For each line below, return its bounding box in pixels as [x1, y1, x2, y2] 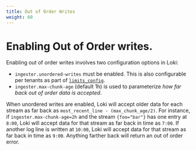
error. [6, 138, 20, 145]
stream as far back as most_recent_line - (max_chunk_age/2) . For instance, [6, 107, 191, 114]
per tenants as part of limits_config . [14, 77, 105, 84]
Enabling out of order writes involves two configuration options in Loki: [6, 59, 179, 66]
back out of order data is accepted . [14, 89, 102, 96]
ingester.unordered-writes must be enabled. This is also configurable [14, 70, 187, 77]
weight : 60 [6, 14, 33, 20]
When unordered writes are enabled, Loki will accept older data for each [6, 101, 183, 108]
